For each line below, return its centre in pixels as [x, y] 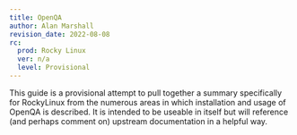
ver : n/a [34, 59]
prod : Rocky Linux [52, 51]
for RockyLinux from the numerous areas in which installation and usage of [148, 102]
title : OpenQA [36, 17]
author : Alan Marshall [52, 26]
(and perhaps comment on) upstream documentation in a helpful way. [138, 121]
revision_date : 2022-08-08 [60, 34]
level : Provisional [54, 68]
